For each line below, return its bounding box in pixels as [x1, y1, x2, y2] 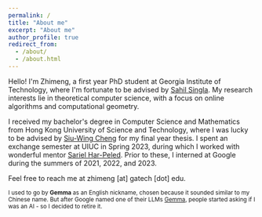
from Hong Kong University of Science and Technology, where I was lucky [8, 125, 249, 134]
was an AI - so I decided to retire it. [8, 202, 103, 210]
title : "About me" [8, 19, 68, 27]
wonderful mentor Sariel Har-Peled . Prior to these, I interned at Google [8, 150, 237, 159]
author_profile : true [8, 33, 79, 42]
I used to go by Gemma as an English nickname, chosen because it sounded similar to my [8, 189, 250, 197]
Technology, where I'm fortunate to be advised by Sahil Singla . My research [8, 85, 253, 94]
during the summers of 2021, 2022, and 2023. [8, 158, 157, 168]
